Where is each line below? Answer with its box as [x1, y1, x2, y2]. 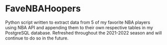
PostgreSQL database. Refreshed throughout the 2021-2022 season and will [5, 30, 162, 36]
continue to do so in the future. [5, 35, 69, 41]
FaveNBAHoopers [5, 3, 81, 14]
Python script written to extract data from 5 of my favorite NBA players [5, 19, 151, 25]
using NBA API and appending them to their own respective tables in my [5, 24, 154, 30]
